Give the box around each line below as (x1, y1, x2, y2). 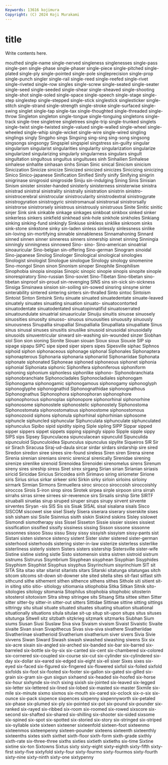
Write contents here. (5, 50, 48, 56)
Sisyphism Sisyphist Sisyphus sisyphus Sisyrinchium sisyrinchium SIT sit (5, 562, 156, 568)
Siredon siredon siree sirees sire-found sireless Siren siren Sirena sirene (5, 450, 154, 456)
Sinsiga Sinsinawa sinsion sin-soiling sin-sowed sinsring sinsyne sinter (5, 284, 151, 291)
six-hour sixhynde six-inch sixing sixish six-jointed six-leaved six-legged (5, 680, 155, 686)
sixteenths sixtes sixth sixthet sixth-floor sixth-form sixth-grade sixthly (5, 733, 152, 739)
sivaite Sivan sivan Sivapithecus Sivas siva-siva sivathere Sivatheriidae (5, 626, 152, 632)
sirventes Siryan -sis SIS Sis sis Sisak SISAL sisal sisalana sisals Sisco (5, 503, 150, 509)
